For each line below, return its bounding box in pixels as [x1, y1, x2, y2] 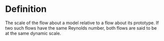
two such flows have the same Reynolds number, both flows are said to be [5, 25, 157, 31]
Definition [5, 3, 47, 15]
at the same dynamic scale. [5, 30, 61, 36]
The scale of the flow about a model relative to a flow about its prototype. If [5, 20, 159, 26]
